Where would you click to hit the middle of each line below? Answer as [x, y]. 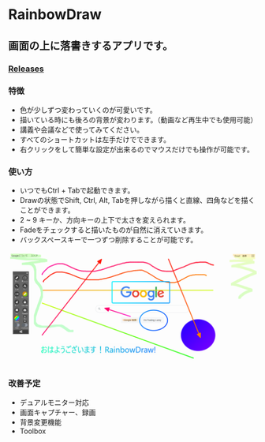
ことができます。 [47, 210]
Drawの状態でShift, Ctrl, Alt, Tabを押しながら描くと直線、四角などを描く [137, 200]
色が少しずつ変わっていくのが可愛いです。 [88, 110]
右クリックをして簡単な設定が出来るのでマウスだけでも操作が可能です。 [136, 149]
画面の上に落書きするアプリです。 [91, 45]
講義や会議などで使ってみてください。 [82, 129]
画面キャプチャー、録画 [58, 412]
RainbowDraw [55, 15]
